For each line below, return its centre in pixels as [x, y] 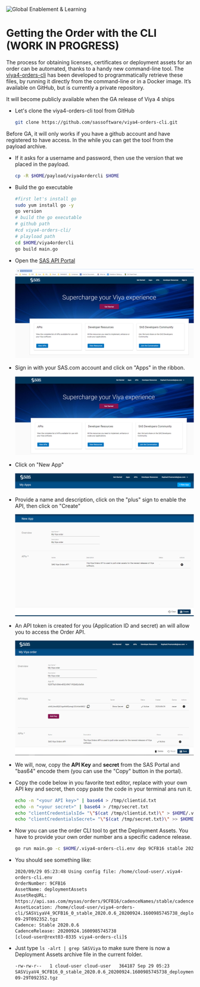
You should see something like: [53, 860]
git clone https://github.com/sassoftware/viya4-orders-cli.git [96, 122]
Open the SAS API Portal [45, 260]
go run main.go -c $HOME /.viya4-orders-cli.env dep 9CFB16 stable [99, 849]
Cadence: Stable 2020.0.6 [47, 925]
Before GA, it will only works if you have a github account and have [88, 133]
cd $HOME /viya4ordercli [44, 243]
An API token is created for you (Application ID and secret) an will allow [102, 625]
